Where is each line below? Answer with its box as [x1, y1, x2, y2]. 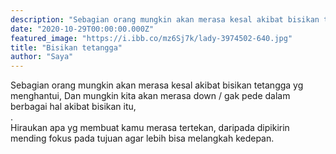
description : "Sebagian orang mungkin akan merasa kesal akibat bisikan [10, 14, 320, 25]
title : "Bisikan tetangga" [10, 42, 123, 53]
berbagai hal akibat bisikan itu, [10, 101, 137, 113]
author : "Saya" [10, 52, 74, 62]
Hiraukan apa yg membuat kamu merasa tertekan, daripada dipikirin [10, 122, 290, 134]
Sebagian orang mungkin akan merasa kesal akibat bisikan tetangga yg [10, 79, 304, 91]
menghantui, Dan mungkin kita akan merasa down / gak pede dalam [10, 90, 291, 102]
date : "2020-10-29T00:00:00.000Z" [10, 24, 155, 34]
